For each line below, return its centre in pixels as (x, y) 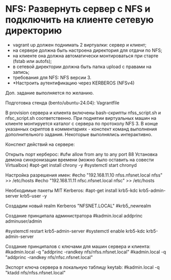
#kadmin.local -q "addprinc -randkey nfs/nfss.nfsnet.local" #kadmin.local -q (86, 252)
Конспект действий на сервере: (40, 144)
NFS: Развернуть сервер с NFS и (78, 9)
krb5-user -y (33, 196)
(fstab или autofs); (32, 61)
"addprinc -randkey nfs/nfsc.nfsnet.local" (49, 257)
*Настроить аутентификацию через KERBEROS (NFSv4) (74, 83)
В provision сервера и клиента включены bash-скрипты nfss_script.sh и (83, 113)
